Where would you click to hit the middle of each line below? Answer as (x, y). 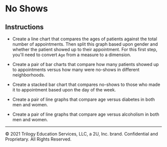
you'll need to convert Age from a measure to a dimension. (72, 55)
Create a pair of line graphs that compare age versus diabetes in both (83, 99)
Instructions (24, 27)
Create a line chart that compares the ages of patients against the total (85, 39)
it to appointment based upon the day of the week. (64, 90)
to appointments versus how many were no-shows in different (76, 70)
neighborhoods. (29, 75)
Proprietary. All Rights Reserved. (38, 139)
